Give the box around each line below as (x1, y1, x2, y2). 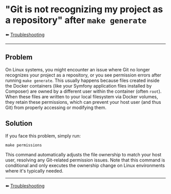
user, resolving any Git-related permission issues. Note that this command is (5, 157, 165, 163)
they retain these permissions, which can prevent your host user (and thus (5, 99, 161, 105)
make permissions (5, 143, 42, 148)
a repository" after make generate (5, 14, 147, 26)
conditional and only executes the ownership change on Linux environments (5, 162, 165, 169)
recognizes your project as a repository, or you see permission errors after (5, 72, 162, 78)
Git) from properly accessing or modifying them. (5, 104, 107, 110)
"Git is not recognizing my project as (5, 4, 163, 15)
